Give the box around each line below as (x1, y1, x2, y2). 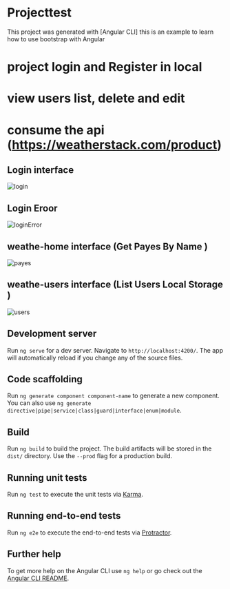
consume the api (7, 122, 105, 138)
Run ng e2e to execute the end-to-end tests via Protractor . (7, 528, 172, 537)
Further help (7, 548, 62, 560)
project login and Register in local (7, 59, 202, 75)
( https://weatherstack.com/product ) (7, 136, 222, 152)
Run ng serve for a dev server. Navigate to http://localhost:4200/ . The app (7, 346, 224, 354)
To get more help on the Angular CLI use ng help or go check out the (7, 566, 202, 575)
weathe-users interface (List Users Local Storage (7, 279, 224, 291)
